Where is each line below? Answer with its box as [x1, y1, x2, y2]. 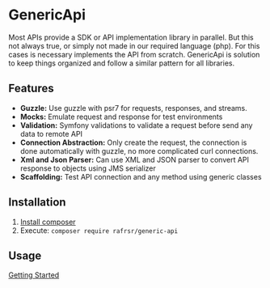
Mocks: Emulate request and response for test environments [19, 112, 223, 121]
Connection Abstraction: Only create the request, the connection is [19, 138, 247, 147]
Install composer [19, 217, 76, 227]
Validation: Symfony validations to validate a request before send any [19, 120, 253, 130]
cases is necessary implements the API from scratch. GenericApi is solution [8, 49, 260, 59]
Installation [8, 196, 66, 210]
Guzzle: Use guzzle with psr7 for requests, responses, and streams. [19, 103, 248, 112]
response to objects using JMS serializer [19, 163, 156, 173]
